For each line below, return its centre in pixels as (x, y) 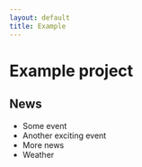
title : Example (38, 26)
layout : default (40, 18)
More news (43, 144)
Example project (71, 71)
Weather (38, 154)
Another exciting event (64, 135)
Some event (44, 125)
